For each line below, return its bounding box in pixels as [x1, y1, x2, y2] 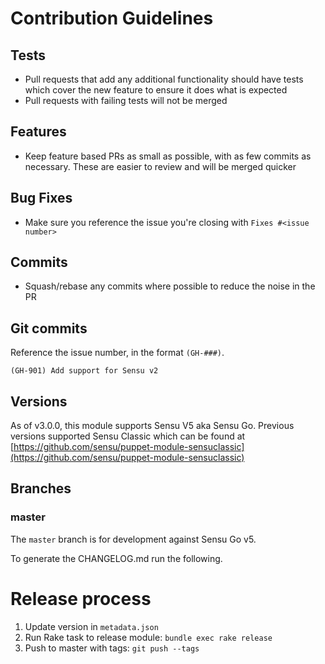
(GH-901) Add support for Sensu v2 [10, 366, 159, 376]
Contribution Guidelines [10, 7, 214, 30]
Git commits [10, 320, 88, 337]
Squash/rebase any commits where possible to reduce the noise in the [24, 280, 316, 292]
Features [10, 123, 67, 141]
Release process [10, 587, 152, 610]
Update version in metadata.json [24, 620, 159, 632]
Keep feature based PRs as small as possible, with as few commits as [24, 150, 312, 162]
